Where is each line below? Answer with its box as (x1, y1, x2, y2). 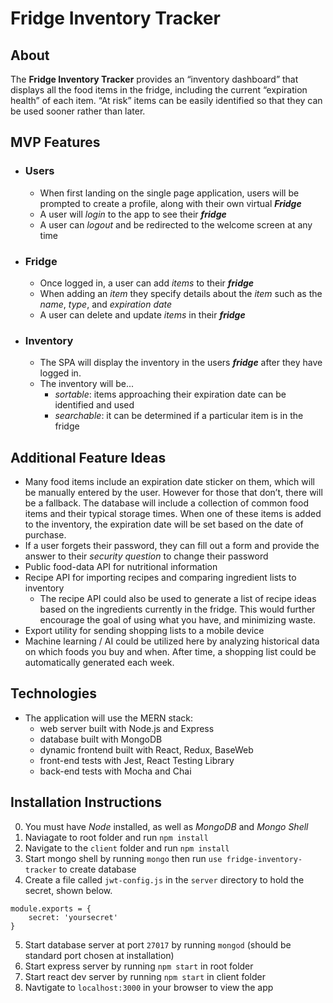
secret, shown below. (24, 884, 113, 896)
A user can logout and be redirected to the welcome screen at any (39, 218, 313, 231)
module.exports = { (10, 903, 92, 914)
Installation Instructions (10, 794, 163, 811)
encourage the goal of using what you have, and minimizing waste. (39, 614, 317, 626)
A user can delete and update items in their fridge (39, 308, 246, 321)
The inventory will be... (39, 378, 135, 390)
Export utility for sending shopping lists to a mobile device (24, 625, 265, 637)
